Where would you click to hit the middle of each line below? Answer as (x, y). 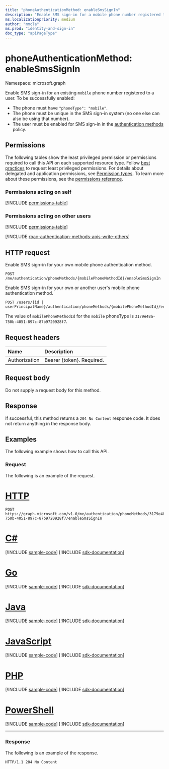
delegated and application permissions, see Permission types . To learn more (84, 173)
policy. (19, 129)
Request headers (33, 337)
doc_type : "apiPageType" (31, 33)
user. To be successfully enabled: (40, 98)
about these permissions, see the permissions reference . (64, 179)
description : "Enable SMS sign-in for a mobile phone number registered (83, 15)
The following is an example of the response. (52, 753)
